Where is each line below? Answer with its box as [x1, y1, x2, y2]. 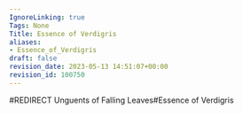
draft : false [9, 54, 58, 63]
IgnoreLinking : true [9, 12, 86, 22]
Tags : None [9, 21, 50, 30]
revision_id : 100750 [9, 71, 86, 80]
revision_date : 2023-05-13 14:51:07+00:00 [9, 63, 169, 72]
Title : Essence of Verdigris [9, 29, 117, 38]
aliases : [9, 37, 42, 47]
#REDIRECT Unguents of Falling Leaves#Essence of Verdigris [9, 95, 234, 105]
